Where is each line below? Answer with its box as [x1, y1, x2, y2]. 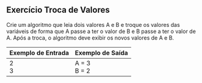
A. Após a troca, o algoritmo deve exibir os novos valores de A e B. [6, 34, 175, 41]
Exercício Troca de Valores [6, 5, 110, 15]
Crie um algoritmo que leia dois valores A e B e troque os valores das [6, 21, 180, 28]
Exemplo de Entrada [9, 48, 69, 57]
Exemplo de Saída [74, 48, 128, 57]
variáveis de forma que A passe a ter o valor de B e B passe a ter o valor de [6, 27, 197, 35]
